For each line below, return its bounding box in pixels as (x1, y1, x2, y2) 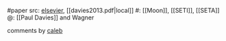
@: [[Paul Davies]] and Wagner (7, 13, 95, 22)
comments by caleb (7, 27, 63, 34)
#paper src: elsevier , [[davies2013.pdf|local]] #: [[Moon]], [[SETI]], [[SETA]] (7, 7, 221, 14)
